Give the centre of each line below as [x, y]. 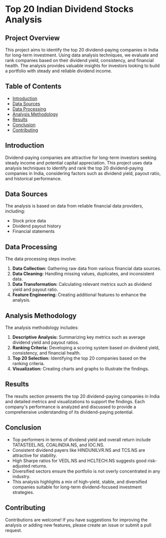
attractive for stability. [34, 455]
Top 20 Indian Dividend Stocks [69, 9]
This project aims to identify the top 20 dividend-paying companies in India [82, 50]
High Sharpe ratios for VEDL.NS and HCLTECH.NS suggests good [80, 460]
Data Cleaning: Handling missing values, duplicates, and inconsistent [83, 274]
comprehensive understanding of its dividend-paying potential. [69, 412]
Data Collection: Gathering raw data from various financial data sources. [87, 269]
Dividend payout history [37, 226]
